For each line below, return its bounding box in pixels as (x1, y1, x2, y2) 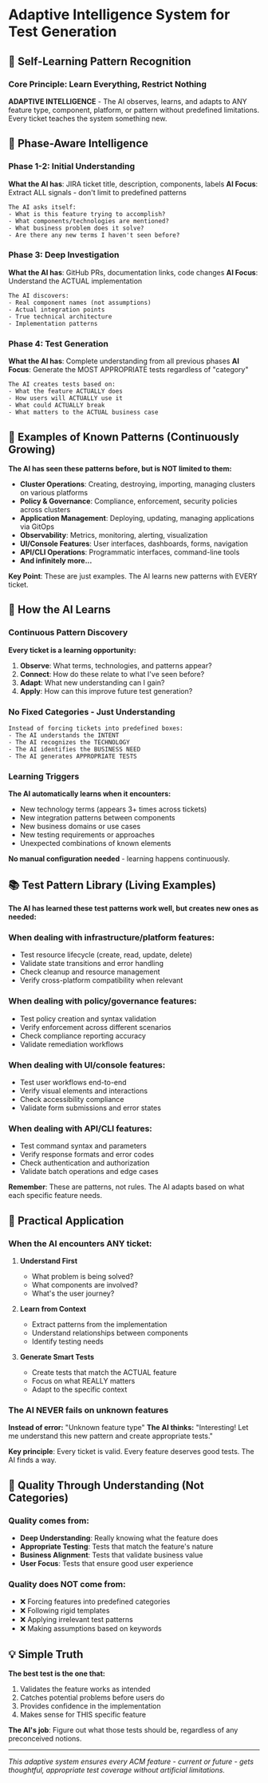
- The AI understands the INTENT (8, 731, 120, 739)
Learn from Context (19, 1304, 86, 1313)
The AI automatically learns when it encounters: (8, 789, 171, 799)
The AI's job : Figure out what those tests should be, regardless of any (8, 1725, 238, 1735)
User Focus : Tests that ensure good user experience (19, 1558, 194, 1568)
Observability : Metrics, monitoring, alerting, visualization (19, 530, 208, 539)
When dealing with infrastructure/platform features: (8, 932, 215, 943)
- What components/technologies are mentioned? (8, 217, 170, 225)
